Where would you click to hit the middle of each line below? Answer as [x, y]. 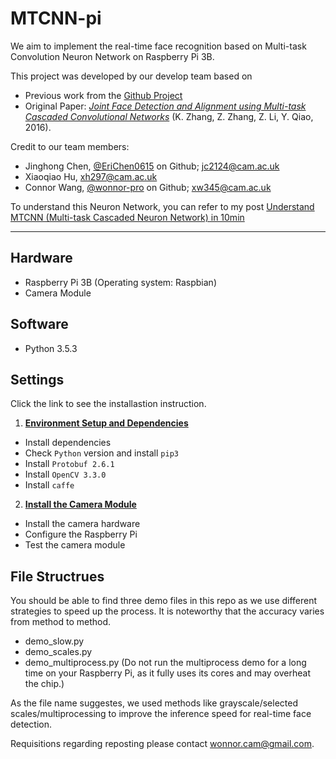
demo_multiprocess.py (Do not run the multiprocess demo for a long [165, 663]
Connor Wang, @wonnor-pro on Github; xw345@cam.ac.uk [148, 187]
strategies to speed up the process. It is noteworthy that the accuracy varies [167, 611]
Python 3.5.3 [51, 348]
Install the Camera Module [80, 504]
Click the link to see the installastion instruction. [108, 404]
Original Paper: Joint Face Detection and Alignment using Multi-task [165, 106]
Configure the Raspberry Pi [81, 534]
